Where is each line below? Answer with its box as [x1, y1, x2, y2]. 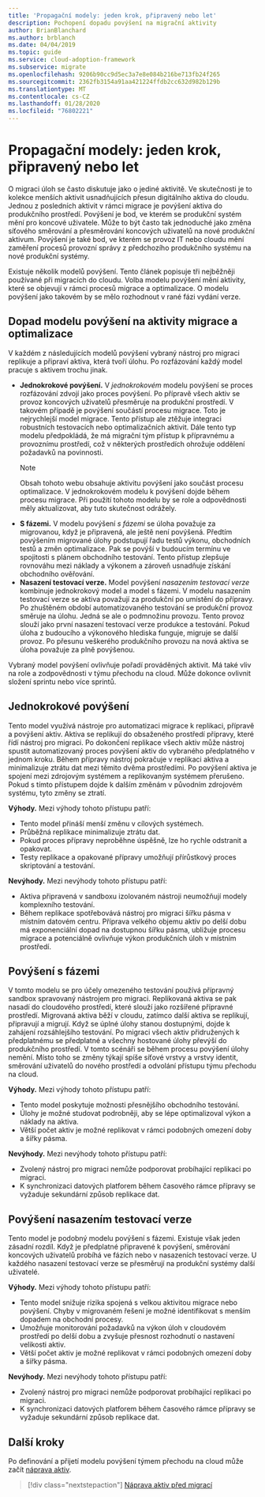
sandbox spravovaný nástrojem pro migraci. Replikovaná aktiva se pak [8, 994, 237, 1004]
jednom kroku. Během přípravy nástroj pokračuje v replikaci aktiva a [8, 754, 230, 764]
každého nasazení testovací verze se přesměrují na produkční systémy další [8, 1259, 256, 1268]
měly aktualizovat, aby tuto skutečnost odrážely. [19, 503, 177, 512]
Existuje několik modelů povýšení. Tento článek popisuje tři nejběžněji [8, 267, 235, 276]
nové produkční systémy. [8, 251, 90, 261]
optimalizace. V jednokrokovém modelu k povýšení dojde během [19, 486, 230, 496]
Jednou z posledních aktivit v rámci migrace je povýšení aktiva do [8, 201, 223, 210]
